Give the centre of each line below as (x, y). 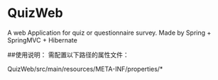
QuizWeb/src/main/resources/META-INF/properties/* (85, 69)
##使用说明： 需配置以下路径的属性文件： (68, 55)
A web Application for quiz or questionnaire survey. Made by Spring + (109, 33)
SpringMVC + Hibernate (43, 40)
